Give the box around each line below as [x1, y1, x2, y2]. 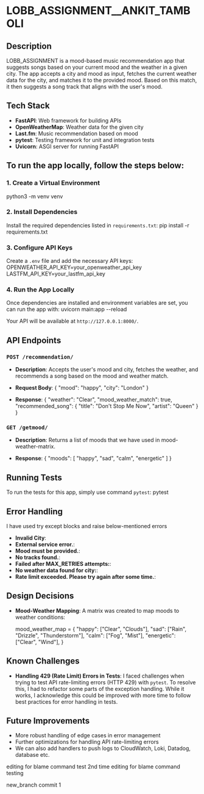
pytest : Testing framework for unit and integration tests [15, 136, 155, 143]
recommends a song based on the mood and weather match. [15, 373, 169, 380]
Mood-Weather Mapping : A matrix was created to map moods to [15, 607, 180, 614]
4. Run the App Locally [6, 285, 75, 294]
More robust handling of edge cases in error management [15, 732, 161, 739]
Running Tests [6, 472, 62, 482]
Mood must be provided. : [15, 547, 80, 554]
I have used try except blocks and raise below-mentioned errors [6, 523, 167, 529]
